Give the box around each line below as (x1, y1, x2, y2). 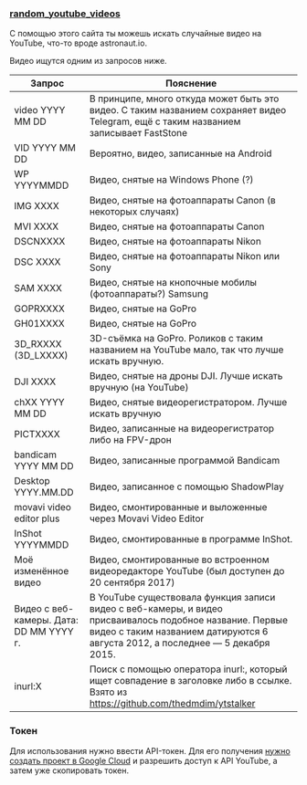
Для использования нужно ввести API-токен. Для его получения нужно (9, 745, 291, 756)
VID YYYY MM (14, 141, 76, 154)
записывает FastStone (89, 127, 188, 140)
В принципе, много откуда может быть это (89, 92, 280, 105)
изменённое (14, 565, 69, 578)
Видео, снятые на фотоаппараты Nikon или (89, 250, 281, 263)
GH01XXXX (14, 318, 66, 330)
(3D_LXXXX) (14, 350, 69, 362)
